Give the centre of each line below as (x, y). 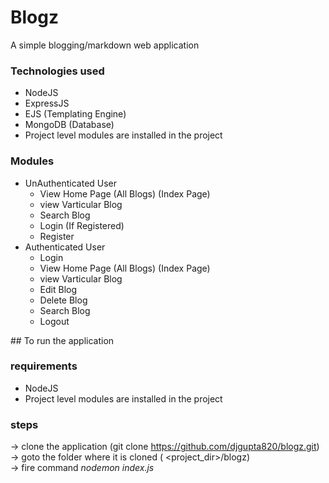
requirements (44, 366)
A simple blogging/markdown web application (105, 45)
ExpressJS (47, 103)
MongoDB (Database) (69, 125)
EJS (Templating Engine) (75, 114)
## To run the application (62, 340)
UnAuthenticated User (71, 183)
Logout (54, 321)
